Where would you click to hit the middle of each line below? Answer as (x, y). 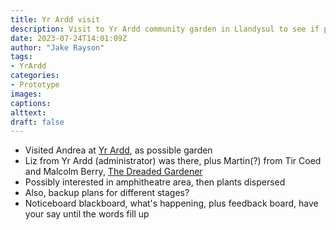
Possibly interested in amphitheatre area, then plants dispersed (155, 182)
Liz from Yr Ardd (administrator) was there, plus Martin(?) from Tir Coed (173, 161)
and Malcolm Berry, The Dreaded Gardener (113, 172)
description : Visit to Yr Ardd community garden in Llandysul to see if (165, 29)
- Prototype (35, 85)
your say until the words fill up (87, 214)
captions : (31, 103)
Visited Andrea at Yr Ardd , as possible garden (118, 150)
